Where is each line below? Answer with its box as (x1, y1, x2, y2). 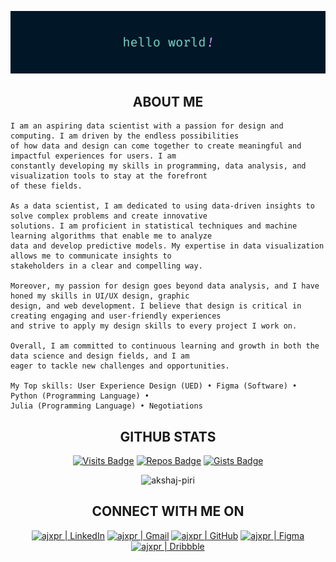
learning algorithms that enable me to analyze (10, 231, 213, 241)
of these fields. (10, 181, 83, 191)
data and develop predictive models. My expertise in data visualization (10, 241, 325, 251)
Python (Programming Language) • (10, 391, 150, 401)
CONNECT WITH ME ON (91, 503, 245, 520)
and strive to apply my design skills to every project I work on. (10, 321, 298, 331)
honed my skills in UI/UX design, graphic (10, 291, 190, 301)
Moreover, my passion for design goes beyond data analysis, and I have (10, 281, 320, 291)
